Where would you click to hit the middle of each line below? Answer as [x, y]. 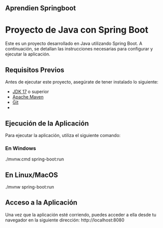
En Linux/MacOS [32, 175]
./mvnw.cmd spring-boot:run [35, 159]
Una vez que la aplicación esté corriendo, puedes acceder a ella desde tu [81, 214]
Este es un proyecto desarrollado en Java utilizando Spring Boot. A [74, 43]
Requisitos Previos [35, 70]
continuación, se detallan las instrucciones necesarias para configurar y [79, 49]
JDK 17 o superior [30, 91]
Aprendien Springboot [41, 8]
